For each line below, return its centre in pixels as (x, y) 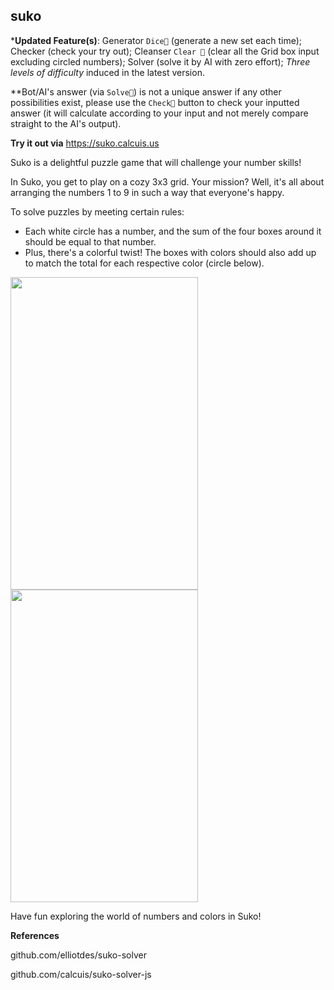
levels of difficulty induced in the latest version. (107, 72)
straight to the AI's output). (66, 123)
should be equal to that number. (90, 241)
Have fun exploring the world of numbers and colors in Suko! (136, 916)
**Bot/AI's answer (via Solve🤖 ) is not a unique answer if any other (146, 91)
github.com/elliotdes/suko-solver (78, 955)
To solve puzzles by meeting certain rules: (97, 211)
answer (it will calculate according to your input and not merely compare (159, 113)
